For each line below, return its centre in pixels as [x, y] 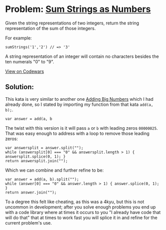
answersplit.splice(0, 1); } [35, 156]
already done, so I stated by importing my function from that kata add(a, [79, 104]
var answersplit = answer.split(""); [44, 148]
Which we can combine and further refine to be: [54, 170]
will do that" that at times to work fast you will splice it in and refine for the [82, 218]
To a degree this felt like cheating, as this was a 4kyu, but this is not [75, 202]
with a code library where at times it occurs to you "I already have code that [83, 212]
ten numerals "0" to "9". [30, 61]
